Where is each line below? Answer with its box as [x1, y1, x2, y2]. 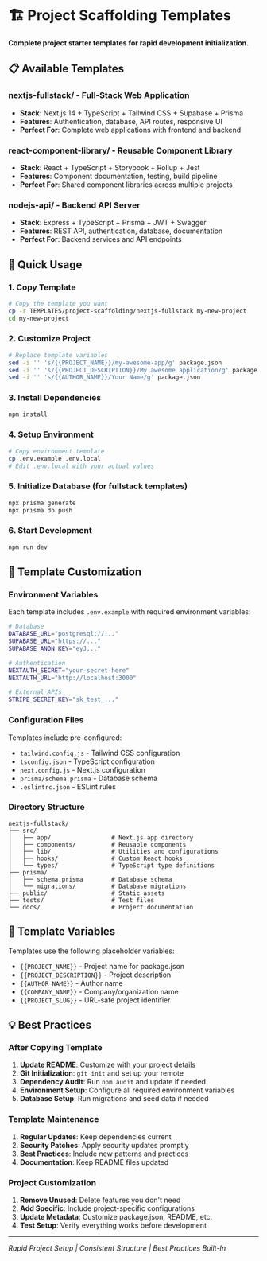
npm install [8, 411, 48, 418]
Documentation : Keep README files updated [19, 1157, 169, 1166]
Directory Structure [8, 801, 85, 812]
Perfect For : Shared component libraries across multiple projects [19, 180, 233, 189]
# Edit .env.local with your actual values [8, 462, 155, 470]
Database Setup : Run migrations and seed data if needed [19, 1094, 209, 1103]
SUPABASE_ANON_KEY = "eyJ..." [8, 644, 102, 652]
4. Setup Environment [8, 429, 94, 440]
